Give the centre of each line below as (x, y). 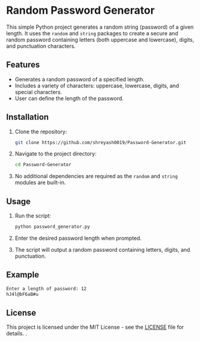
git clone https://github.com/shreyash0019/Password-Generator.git (100, 142)
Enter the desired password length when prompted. (78, 238)
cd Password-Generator (43, 165)
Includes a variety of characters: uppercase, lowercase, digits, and (97, 85)
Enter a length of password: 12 (46, 288)
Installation (27, 117)
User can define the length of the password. (69, 98)
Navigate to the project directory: (56, 154)
